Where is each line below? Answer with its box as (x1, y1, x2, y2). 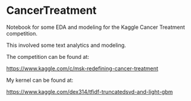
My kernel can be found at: (6, 76, 74, 84)
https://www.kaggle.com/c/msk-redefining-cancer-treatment (6, 64, 158, 72)
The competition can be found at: (6, 53, 89, 60)
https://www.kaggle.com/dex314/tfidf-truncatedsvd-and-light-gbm (6, 88, 173, 95)
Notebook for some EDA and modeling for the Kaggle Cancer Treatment (6, 23, 186, 31)
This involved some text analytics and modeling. (6, 41, 126, 49)
